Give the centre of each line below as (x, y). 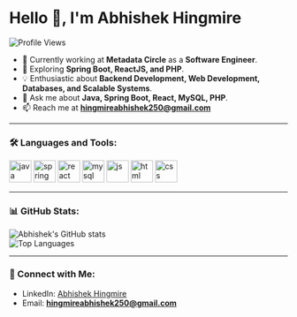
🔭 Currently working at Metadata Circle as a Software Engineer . (140, 59)
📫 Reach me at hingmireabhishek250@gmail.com (116, 107)
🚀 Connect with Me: (52, 275)
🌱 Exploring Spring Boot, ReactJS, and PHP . (103, 69)
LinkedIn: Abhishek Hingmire (74, 293)
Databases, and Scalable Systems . (87, 88)
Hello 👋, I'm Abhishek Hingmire (126, 18)
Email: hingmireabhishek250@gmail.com (99, 303)
